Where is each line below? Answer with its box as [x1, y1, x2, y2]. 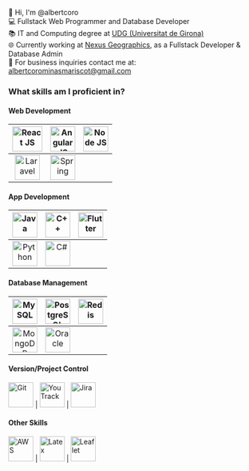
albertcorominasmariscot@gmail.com [8, 66, 132, 75]
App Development [8, 192, 70, 202]
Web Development [8, 106, 72, 115]
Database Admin [8, 49, 63, 58]
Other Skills [8, 418, 48, 428]
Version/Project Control [8, 364, 89, 373]
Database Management [8, 277, 88, 287]
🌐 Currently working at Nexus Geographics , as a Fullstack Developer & [8, 40, 241, 50]
